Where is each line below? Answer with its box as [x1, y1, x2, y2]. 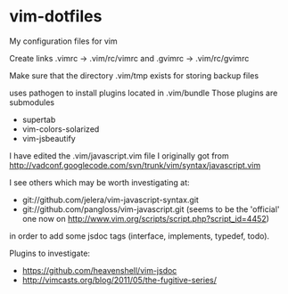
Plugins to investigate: [9, 248, 91, 258]
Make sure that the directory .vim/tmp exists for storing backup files [9, 69, 259, 81]
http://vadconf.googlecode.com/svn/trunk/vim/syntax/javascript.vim [9, 159, 261, 170]
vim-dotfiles [9, 6, 103, 27]
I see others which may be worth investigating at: [9, 176, 190, 188]
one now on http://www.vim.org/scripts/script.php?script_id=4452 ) [21, 213, 270, 224]
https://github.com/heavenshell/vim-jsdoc [21, 265, 177, 275]
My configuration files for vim [9, 36, 118, 46]
